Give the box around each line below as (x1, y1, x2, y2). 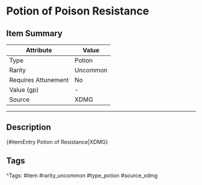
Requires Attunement (9, 76, 69, 84)
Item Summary (6, 28, 63, 39)
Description (6, 122, 51, 133)
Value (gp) (9, 86, 39, 94)
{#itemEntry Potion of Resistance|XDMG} (6, 138, 108, 145)
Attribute (26, 46, 52, 54)
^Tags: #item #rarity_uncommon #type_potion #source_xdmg (6, 172, 158, 179)
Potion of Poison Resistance (6, 4, 149, 18)
